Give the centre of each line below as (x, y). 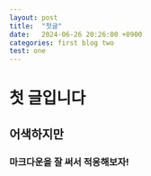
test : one (28, 51)
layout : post (34, 18)
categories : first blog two (62, 43)
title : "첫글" (36, 26)
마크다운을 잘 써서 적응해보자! (69, 162)
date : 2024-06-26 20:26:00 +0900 (76, 34)
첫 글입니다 (48, 98)
